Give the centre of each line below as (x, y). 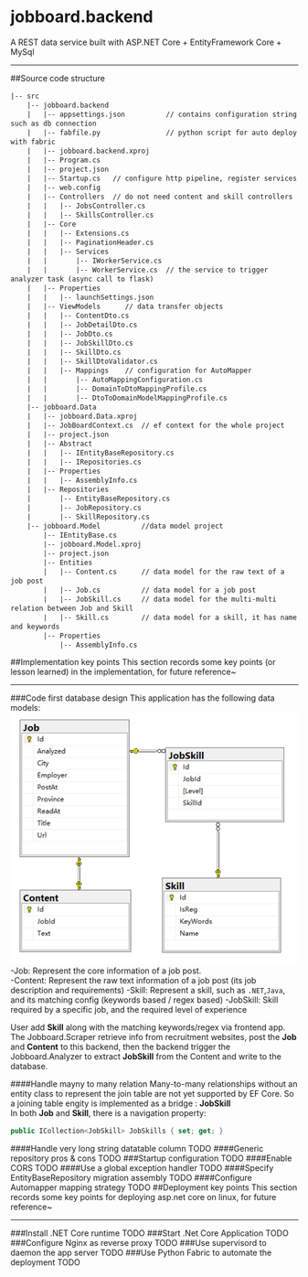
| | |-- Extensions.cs (78, 233)
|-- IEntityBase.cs (80, 535)
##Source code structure (58, 78)
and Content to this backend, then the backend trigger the (121, 1046)
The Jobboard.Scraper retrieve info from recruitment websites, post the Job (154, 1036)
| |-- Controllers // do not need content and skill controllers (160, 197)
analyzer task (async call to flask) (82, 279)
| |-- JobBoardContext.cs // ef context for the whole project (156, 425)
